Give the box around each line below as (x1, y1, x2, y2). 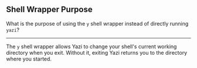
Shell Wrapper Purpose (6, 5, 93, 15)
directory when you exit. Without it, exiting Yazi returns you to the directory (6, 49, 188, 56)
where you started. (6, 55, 52, 62)
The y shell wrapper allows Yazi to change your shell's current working (6, 43, 177, 50)
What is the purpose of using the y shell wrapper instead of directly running (6, 20, 189, 27)
